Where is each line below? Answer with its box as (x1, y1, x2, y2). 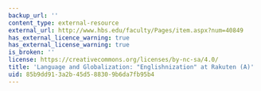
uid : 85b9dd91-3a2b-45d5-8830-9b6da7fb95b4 (8, 70, 155, 78)
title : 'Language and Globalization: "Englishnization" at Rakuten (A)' (8, 63, 255, 71)
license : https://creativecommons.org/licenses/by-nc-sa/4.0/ (8, 56, 219, 64)
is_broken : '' (8, 48, 56, 56)
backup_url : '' (8, 11, 59, 20)
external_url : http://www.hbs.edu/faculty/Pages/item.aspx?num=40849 (8, 26, 244, 34)
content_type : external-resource (8, 19, 119, 27)
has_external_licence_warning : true (8, 33, 130, 42)
